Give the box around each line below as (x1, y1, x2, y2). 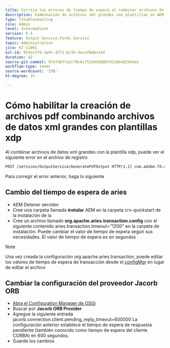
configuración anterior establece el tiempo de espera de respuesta (12, 322, 152, 328)
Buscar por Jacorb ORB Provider (12, 305, 82, 312)
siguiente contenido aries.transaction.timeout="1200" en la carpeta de (12, 223, 159, 229)
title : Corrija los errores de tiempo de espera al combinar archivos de (5, 7, 164, 13)
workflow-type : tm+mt (5, 64, 51, 69)
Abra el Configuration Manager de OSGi (12, 300, 96, 306)
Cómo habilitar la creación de (5, 100, 131, 112)
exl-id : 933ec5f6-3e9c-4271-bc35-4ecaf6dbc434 (5, 50, 105, 55)
